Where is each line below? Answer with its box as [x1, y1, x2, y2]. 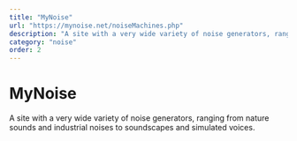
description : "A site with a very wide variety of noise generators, [9, 29, 271, 38]
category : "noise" [9, 37, 77, 47]
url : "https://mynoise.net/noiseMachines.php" [9, 21, 184, 30]
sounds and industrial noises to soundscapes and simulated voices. [9, 122, 255, 133]
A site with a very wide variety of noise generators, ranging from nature [9, 113, 270, 123]
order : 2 [9, 46, 42, 55]
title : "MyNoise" [9, 12, 73, 22]
